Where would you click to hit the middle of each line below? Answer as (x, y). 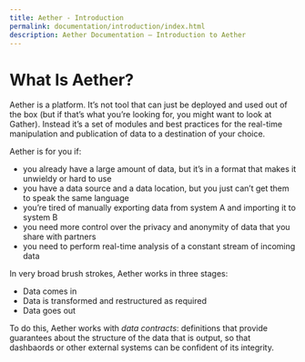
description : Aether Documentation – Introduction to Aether (128, 35)
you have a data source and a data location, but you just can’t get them (156, 188)
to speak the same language (76, 198)
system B (40, 217)
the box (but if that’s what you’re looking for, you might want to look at (141, 115)
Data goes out (49, 311)
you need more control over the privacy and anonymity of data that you (156, 227)
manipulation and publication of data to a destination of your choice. (137, 134)
